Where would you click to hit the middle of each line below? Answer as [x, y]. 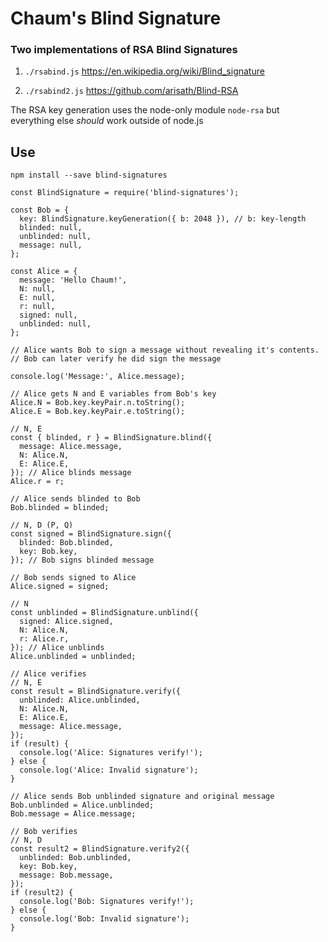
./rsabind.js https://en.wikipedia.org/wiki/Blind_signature [144, 71]
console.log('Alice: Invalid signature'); [109, 770]
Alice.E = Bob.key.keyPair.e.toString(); [98, 412]
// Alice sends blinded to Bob [75, 499]
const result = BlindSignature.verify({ [96, 692]
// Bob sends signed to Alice [73, 578]
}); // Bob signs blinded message [82, 560]
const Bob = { [40, 210]
